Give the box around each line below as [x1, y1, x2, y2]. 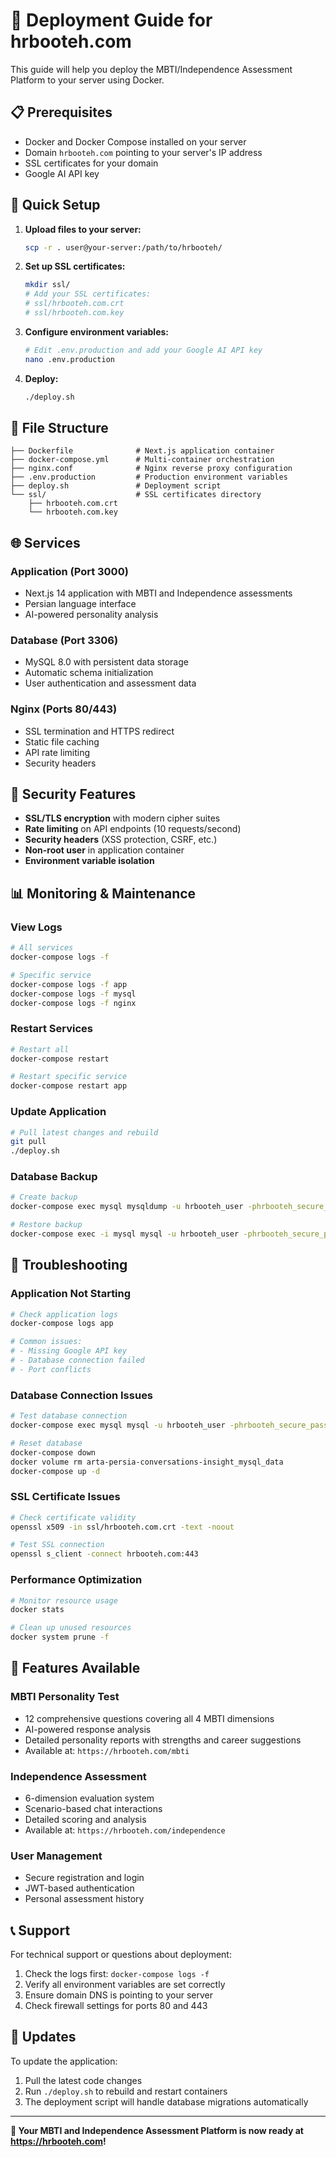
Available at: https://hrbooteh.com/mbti [24, 1744, 190, 1756]
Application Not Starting [10, 1287, 132, 1301]
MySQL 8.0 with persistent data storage [24, 656, 189, 668]
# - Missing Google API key [10, 1346, 128, 1356]
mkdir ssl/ [24, 280, 71, 290]
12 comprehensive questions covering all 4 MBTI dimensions [24, 1712, 275, 1724]
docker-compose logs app [10, 1319, 114, 1329]
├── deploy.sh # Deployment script [10, 481, 222, 491]
